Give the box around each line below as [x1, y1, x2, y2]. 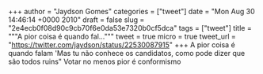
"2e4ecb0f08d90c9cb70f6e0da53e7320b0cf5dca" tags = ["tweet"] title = [8, 24, 252, 32]
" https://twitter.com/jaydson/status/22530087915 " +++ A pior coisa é [8, 40, 235, 50]
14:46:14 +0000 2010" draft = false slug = [8, 15, 145, 24]
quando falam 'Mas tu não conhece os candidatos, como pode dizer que [8, 49, 246, 57]
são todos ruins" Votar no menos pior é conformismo [8, 57, 181, 66]
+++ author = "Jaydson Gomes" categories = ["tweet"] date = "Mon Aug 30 [8, 7, 255, 16]
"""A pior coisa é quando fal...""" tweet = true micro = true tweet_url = [8, 31, 236, 41]
